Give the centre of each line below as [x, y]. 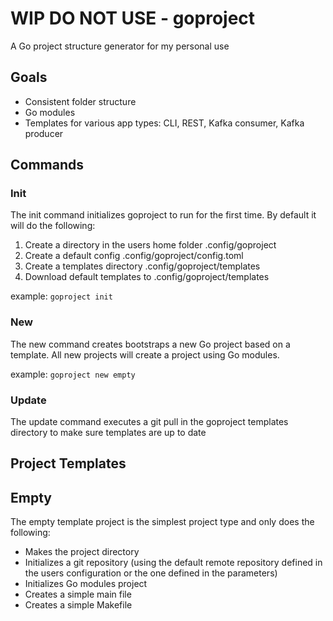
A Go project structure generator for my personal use [120, 46]
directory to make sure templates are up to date [108, 433]
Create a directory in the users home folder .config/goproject [150, 245]
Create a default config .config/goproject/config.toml [134, 256]
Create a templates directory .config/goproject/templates [142, 266]
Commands [47, 165]
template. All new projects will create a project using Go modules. [145, 354]
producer [44, 133]
